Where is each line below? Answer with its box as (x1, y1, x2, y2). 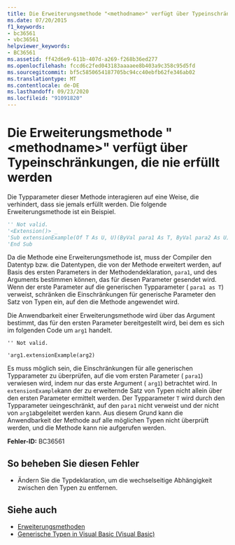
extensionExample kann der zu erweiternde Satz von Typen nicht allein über (7, 386, 222, 395)
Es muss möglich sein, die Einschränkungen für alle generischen (7, 364, 194, 373)
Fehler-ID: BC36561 (7, 437, 65, 446)
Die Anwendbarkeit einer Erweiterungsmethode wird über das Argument (7, 311, 215, 320)
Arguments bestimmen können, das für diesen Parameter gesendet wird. (7, 276, 217, 284)
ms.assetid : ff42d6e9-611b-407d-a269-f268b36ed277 (7, 56, 158, 63)
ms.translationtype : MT (7, 75, 77, 83)
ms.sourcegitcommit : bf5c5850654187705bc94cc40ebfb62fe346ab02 (7, 69, 196, 76)
